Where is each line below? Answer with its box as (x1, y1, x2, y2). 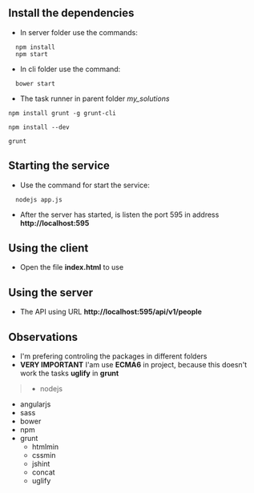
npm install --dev (8, 123, 70, 131)
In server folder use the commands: (19, 27, 139, 37)
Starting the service (8, 159, 110, 173)
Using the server (8, 286, 94, 299)
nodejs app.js (15, 195, 62, 203)
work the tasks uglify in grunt (19, 368, 119, 379)
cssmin (31, 451, 56, 460)
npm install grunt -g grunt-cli (8, 109, 116, 117)
